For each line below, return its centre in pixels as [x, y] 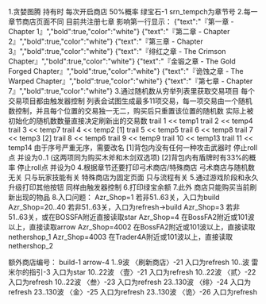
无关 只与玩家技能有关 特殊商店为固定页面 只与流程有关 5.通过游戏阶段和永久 [133, 177]
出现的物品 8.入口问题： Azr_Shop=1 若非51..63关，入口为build [117, 197]
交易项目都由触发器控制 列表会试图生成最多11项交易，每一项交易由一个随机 [130, 101]
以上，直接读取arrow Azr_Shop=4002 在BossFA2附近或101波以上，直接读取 [132, 227]
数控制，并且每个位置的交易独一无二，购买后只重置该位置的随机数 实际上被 [131, 111]
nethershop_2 [31, 246]
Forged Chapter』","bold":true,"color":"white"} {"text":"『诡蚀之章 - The [126, 71]
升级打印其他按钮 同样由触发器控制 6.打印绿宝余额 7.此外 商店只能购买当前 [129, 187]
